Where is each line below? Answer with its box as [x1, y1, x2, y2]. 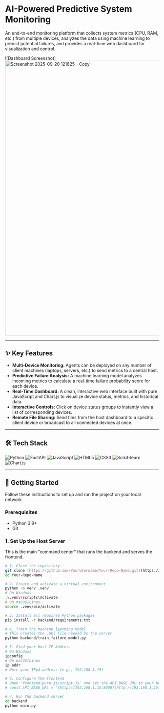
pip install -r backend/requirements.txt [5, 617, 91, 623]
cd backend [5, 698, 27, 704]
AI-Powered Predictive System [5, 3, 133, 15]
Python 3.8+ [12, 520, 38, 526]
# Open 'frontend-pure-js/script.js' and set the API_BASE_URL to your [5, 681, 154, 686]
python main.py [5, 703, 36, 708]
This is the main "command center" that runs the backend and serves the [5, 549, 153, 555]
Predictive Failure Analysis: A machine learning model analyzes [12, 372, 142, 378]
